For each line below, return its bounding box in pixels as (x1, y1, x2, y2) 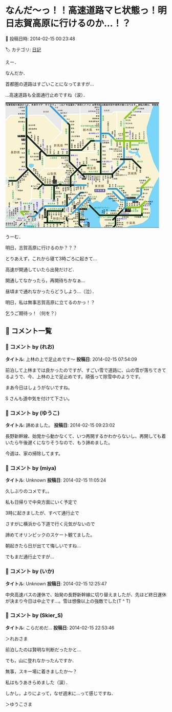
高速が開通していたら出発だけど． (5, 266, 77, 273)
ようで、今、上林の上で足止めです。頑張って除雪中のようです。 (9, 373, 143, 380)
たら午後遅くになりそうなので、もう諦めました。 (9, 439, 113, 446)
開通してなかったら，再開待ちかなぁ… (5, 277, 85, 283)
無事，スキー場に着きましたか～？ (5, 668, 77, 674)
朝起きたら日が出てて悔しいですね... (5, 543, 81, 549)
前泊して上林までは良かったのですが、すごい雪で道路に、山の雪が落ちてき (5, 367, 162, 373)
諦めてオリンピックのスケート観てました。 (5, 532, 95, 538)
